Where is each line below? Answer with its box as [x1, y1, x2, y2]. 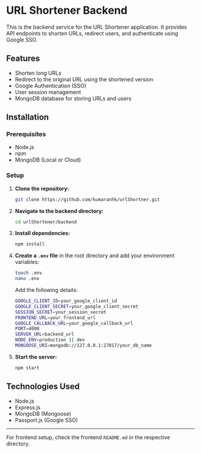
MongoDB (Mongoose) [14, 410, 72, 417]
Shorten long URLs [14, 69, 62, 77]
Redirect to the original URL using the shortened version [14, 75, 154, 83]
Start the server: [14, 353, 57, 360]
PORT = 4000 [14, 326, 40, 332]
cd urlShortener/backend [14, 219, 77, 225]
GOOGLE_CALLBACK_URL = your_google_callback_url [14, 320, 133, 326]
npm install [14, 241, 45, 247]
